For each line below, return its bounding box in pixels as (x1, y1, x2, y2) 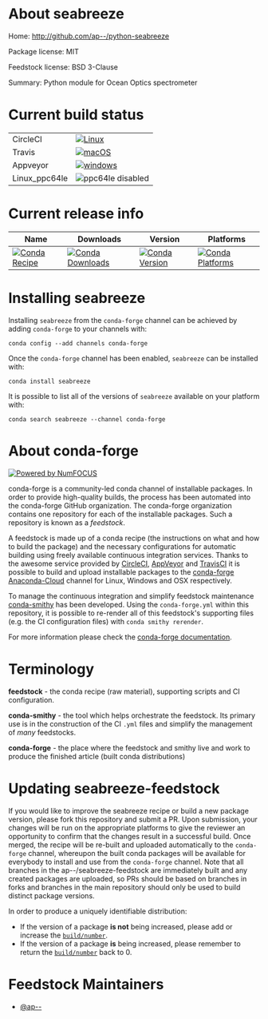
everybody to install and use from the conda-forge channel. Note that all (8, 857, 244, 866)
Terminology (8, 660, 94, 678)
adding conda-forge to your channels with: (8, 324, 148, 333)
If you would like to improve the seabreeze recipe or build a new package (8, 806, 250, 815)
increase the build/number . (19, 930, 108, 940)
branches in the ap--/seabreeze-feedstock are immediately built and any (8, 865, 248, 875)
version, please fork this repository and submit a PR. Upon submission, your (8, 814, 258, 824)
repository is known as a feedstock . (8, 517, 126, 527)
